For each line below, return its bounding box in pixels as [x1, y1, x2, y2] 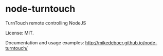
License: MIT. [5, 30, 34, 36]
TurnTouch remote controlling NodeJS [5, 20, 86, 26]
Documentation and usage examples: [5, 39, 84, 46]
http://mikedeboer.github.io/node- [85, 39, 158, 46]
